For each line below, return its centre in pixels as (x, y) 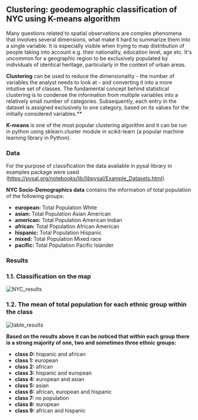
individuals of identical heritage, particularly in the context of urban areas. (96, 64)
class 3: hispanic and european (53, 373)
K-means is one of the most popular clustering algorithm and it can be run (97, 125)
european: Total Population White (56, 208)
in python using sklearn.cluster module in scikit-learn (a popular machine (95, 131)
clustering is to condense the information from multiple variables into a (92, 95)
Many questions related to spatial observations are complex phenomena (94, 33)
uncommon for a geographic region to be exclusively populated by (87, 58)
